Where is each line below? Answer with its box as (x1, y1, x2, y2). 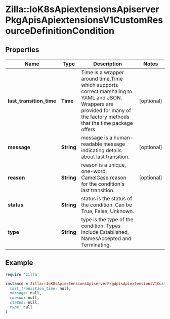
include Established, (81, 229, 129, 235)
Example (5, 259, 33, 267)
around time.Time (81, 75, 123, 82)
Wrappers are (81, 100, 114, 108)
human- (113, 134, 134, 141)
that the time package (81, 120, 133, 126)
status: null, (10, 300, 39, 305)
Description (93, 60, 122, 67)
